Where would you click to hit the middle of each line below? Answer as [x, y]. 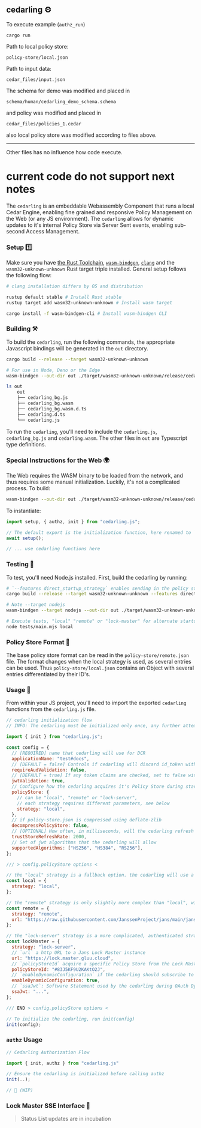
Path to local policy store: [37, 46]
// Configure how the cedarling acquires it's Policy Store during [98, 787]
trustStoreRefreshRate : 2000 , [49, 837]
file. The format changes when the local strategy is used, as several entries [99, 662]
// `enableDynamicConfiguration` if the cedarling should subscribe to [103, 975]
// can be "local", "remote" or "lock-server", [77, 797]
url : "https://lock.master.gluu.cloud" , [63, 958]
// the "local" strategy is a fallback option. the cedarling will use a [100, 875]
